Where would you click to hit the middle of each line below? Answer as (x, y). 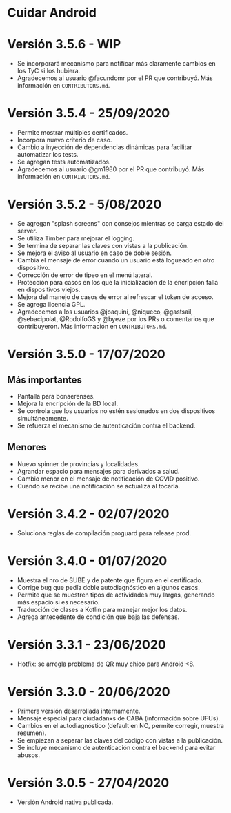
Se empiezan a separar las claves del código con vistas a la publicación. (120, 740)
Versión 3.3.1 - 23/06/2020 (87, 644)
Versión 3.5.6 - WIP (64, 45)
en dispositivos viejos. (49, 289)
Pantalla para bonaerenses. (56, 396)
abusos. (28, 755)
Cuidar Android (52, 13)
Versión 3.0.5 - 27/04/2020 (88, 783)
